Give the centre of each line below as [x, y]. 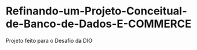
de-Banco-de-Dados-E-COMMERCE [98, 24]
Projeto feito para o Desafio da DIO [49, 40]
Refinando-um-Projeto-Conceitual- [97, 11]
